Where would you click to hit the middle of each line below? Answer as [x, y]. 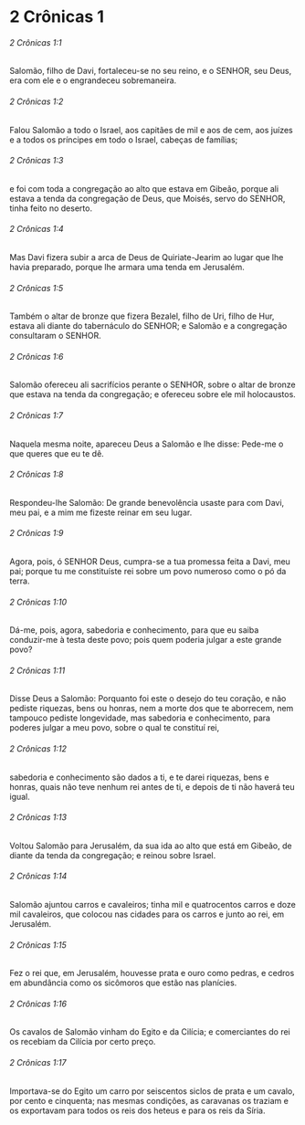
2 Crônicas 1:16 [38, 1004]
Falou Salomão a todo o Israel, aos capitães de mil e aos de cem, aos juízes [152, 130]
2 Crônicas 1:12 [38, 749]
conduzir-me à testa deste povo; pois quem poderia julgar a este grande [146, 640]
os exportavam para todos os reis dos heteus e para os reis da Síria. [138, 1110]
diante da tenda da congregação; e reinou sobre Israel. [113, 855]
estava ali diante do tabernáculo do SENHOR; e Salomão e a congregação [148, 326]
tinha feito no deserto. [51, 208]
